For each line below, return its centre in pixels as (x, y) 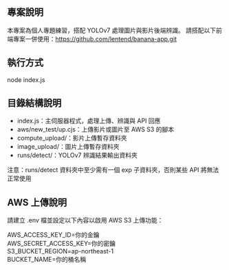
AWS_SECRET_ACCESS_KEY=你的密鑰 (61, 244)
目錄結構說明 (34, 103)
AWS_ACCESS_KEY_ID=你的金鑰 (53, 235)
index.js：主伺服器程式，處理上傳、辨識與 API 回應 (89, 121)
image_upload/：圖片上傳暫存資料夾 (68, 147)
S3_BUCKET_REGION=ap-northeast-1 (61, 251)
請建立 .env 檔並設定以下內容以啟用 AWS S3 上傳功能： (85, 220)
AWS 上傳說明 (37, 202)
